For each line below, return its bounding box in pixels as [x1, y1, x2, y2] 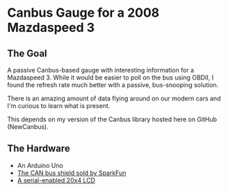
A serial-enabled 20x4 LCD [17, 176, 96, 184]
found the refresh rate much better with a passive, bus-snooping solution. [7, 81, 219, 89]
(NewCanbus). [7, 123, 49, 130]
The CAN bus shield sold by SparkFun [17, 169, 127, 177]
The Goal [7, 47, 47, 59]
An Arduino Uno [17, 161, 64, 169]
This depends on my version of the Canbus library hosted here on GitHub [7, 115, 218, 123]
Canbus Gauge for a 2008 [7, 5, 160, 21]
